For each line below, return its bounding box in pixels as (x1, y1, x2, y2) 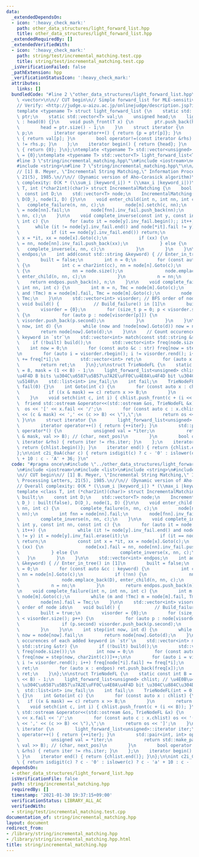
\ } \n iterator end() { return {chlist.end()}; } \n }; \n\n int (17, 754, 179, 760)
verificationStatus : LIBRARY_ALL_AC (11, 798, 102, 804)
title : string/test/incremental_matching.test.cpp (17, 58, 145, 64)
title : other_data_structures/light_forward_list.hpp (17, 31, 152, 37)
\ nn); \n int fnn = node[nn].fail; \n (17, 511, 129, 517)
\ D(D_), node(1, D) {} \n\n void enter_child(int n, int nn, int (17, 196, 190, 202)
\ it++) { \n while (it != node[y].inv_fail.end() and (17, 528, 182, 534)
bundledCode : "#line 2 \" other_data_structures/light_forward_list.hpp (11, 91, 192, 97)
